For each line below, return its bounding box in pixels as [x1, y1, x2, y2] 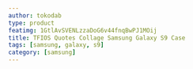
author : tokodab [8, 11, 62, 20]
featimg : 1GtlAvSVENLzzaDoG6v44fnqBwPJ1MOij [8, 26, 157, 34]
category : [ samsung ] [8, 48, 77, 56]
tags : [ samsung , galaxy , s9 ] [8, 41, 104, 49]
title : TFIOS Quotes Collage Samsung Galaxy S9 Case [8, 33, 186, 42]
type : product [8, 19, 55, 27]
